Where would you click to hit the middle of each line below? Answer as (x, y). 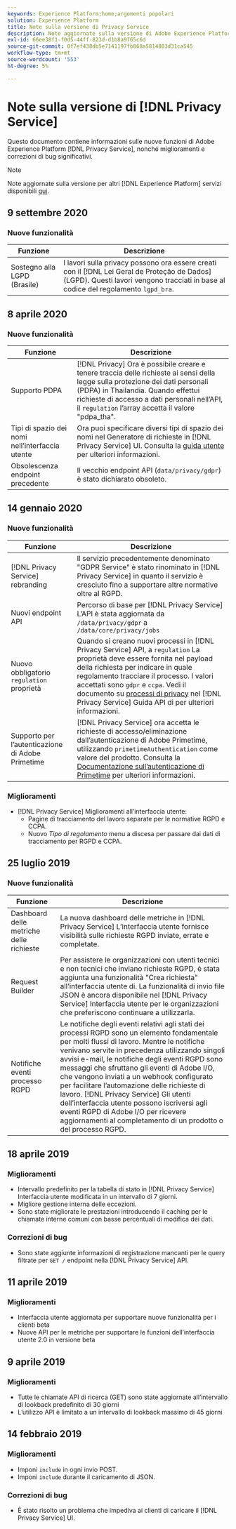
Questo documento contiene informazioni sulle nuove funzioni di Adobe (111, 141)
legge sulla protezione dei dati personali (143, 381)
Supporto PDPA (36, 390)
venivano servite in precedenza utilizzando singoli (143, 1050)
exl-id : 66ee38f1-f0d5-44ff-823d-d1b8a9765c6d (77, 40)
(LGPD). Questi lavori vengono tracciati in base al (144, 280)
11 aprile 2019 (38, 1282)
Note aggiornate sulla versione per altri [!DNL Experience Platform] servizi (114, 183)
